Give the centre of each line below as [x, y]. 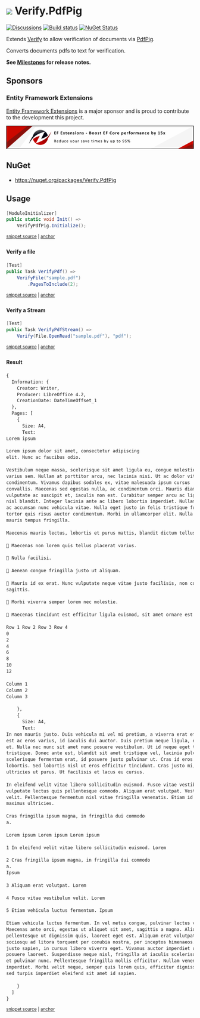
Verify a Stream [26, 310]
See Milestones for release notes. [49, 62]
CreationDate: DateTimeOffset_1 [57, 401]
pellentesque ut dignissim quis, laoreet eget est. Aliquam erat [89, 936]
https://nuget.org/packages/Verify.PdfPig [65, 180]
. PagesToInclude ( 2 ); [53, 284]
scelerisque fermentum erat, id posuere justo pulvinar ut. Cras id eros [100, 760]
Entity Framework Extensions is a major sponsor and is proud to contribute [98, 111]
